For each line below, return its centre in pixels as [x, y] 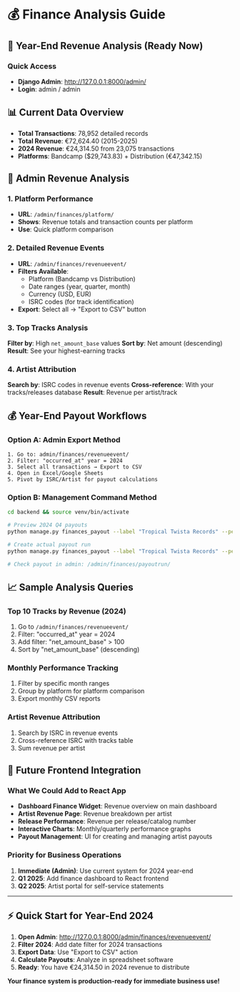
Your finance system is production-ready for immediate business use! [114, 981]
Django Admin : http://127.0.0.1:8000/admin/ [82, 81]
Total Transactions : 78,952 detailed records [83, 133]
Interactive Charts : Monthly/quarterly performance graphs [104, 829]
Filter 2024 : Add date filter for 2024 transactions [90, 944]
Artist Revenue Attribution [54, 717]
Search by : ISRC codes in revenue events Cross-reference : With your [111, 385]
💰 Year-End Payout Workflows [77, 416]
